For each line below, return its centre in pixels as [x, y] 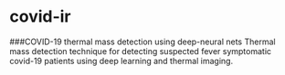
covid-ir [40, 17]
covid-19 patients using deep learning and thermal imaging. [121, 61]
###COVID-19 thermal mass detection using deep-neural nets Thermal [142, 42]
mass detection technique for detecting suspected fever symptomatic [141, 51]
